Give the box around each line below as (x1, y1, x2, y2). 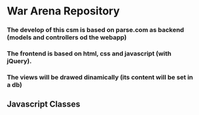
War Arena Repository (7, 4, 120, 18)
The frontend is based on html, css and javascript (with (7, 49, 172, 58)
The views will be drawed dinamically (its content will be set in (7, 73, 194, 81)
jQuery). (7, 57, 32, 66)
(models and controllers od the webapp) (7, 33, 127, 42)
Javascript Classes (7, 99, 81, 110)
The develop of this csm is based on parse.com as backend (7, 26, 185, 34)
